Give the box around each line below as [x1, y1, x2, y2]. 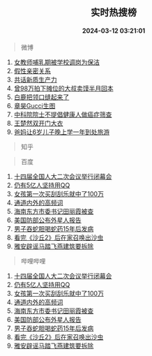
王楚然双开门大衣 [13, 119, 63, 127]
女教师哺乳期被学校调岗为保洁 [13, 58, 100, 66]
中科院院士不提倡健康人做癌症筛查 [13, 110, 112, 119]
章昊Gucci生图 [13, 101, 56, 110]
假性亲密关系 [13, 66, 51, 75]
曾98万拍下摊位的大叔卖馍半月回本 [13, 84, 114, 92]
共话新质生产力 [13, 75, 57, 84]
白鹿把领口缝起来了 [13, 93, 70, 101]
